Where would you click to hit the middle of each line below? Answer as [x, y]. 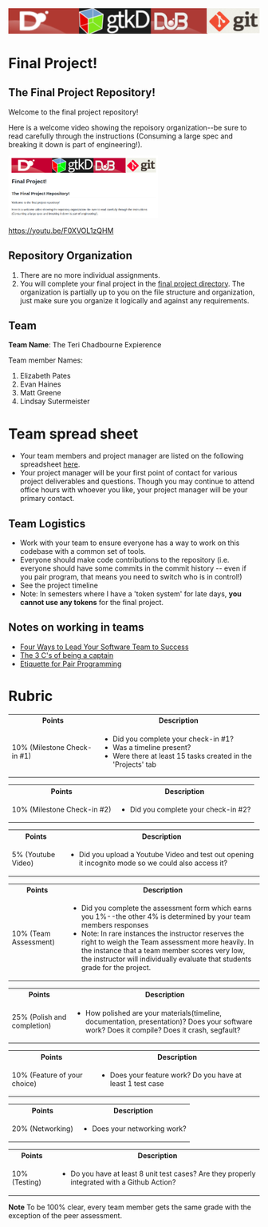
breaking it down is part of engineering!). [75, 144]
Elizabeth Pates [45, 376]
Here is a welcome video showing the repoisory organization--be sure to [128, 127]
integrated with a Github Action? [123, 1182]
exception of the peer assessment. [65, 1215]
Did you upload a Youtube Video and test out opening [166, 855]
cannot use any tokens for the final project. [92, 603]
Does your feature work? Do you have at [175, 1075]
